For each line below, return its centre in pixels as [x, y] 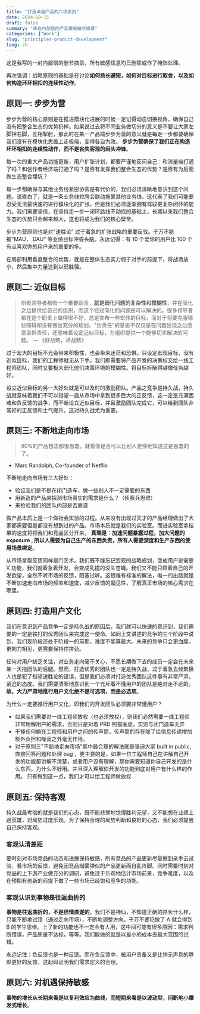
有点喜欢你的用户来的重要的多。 [45, 246]
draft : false [22, 23]
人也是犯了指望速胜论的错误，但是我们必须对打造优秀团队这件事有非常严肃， [100, 676]
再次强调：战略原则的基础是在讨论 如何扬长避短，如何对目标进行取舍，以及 [97, 75]
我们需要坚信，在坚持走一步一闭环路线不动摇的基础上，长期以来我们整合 [105, 211]
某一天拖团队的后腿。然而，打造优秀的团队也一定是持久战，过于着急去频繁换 [100, 669]
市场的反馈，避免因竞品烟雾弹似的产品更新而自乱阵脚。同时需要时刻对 [108, 866]
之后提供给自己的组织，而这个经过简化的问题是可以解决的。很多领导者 [107, 310]
